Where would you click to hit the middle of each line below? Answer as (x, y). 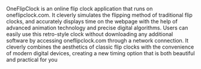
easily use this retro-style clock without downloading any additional (90, 34)
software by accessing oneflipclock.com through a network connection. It (97, 40)
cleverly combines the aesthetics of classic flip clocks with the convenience (100, 47)
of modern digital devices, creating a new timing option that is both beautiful (100, 53)
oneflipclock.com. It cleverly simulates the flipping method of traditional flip (100, 15)
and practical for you (32, 60)
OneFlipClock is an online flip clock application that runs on (79, 9)
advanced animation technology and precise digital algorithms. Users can (97, 28)
